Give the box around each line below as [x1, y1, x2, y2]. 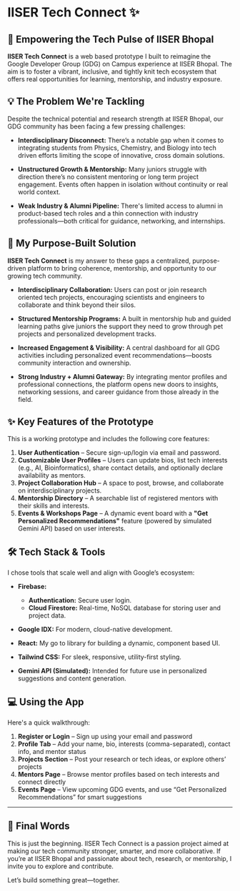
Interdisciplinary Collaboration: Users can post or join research [17, 285, 207, 293]
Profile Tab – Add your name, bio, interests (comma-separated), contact [17, 740, 231, 748]
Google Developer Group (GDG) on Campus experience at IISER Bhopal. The [7, 60, 232, 68]
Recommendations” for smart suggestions [17, 793, 142, 802]
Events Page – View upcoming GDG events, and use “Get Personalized [17, 785, 227, 794]
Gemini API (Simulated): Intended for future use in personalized [17, 667, 207, 675]
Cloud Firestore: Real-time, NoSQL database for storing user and [28, 604, 221, 613]
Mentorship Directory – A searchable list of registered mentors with [17, 494, 219, 503]
